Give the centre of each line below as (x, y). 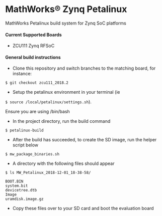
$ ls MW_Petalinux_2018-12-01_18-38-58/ (48, 173)
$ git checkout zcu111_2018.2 (37, 83)
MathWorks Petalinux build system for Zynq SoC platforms (66, 23)
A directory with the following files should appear (63, 163)
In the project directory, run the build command (61, 121)
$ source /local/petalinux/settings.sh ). (49, 102)
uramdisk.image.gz (24, 199)
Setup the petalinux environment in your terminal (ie (66, 92)
